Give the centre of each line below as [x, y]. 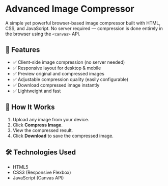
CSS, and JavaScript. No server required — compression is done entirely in [84, 28]
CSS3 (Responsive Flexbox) [42, 172]
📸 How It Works [30, 107]
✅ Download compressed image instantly [56, 85]
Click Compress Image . [37, 125]
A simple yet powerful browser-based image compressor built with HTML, [83, 23]
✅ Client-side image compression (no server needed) [69, 62]
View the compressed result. [43, 130]
